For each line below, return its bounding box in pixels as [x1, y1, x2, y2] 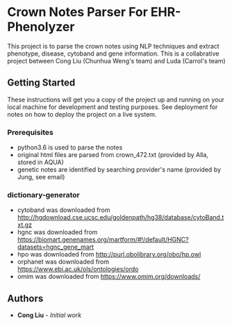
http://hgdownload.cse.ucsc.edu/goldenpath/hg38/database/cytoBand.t [17, 213, 224, 222]
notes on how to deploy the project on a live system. [7, 110, 157, 118]
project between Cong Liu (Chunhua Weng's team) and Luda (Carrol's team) [7, 56, 226, 65]
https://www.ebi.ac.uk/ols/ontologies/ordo [17, 265, 139, 273]
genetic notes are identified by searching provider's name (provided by [17, 165, 221, 174]
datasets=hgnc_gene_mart [17, 243, 94, 251]
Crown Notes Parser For [7, 4, 148, 20]
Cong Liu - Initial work [17, 311, 82, 320]
